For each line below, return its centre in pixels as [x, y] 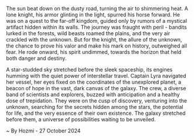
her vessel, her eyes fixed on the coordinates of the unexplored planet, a [94, 82]
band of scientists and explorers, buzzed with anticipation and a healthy [93, 94]
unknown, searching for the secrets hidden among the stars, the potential [95, 107]
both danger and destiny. [36, 58]
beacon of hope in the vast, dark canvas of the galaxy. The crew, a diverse [96, 88]
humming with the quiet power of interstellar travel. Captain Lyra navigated [96, 76]
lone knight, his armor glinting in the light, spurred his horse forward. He [93, 15]
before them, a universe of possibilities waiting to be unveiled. [81, 119]
